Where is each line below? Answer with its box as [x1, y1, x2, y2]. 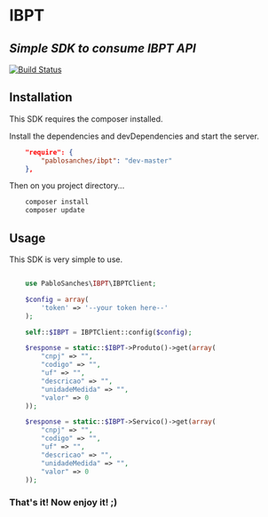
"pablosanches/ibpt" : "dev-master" [41, 156, 173, 165]
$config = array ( [25, 295, 90, 304]
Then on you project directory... [9, 180, 125, 191]
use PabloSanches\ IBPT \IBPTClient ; [25, 279, 157, 288]
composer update [25, 206, 86, 215]
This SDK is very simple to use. [9, 254, 122, 265]
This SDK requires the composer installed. [9, 113, 163, 124]
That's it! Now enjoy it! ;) [9, 497, 118, 509]
